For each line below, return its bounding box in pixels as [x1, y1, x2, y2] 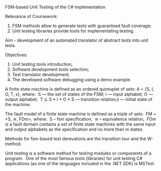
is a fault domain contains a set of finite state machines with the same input [5, 121, 156, 127]
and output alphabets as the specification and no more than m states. [5, 126, 144, 132]
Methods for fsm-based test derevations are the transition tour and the [5, 136, 146, 141]
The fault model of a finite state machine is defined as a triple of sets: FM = [5, 111, 157, 117]
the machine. [5, 102, 32, 107]
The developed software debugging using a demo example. [12, 77, 131, 82]
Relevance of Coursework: [5, 14, 58, 19]
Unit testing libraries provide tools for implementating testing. [12, 28, 135, 33]
